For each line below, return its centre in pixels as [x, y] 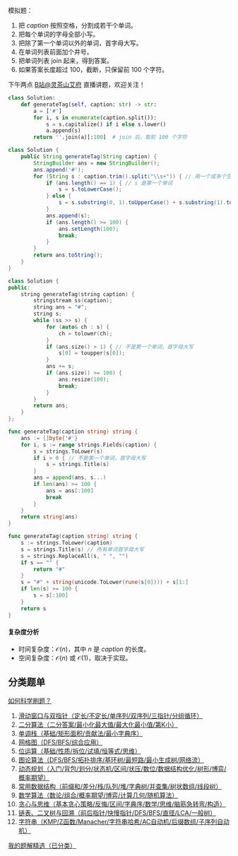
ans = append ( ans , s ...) [70, 478]
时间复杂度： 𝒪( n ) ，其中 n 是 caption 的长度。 [84, 649]
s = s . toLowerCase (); [90, 189]
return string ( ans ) [49, 517]
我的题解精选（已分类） [42, 845]
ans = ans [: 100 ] [70, 491]
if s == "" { [40, 563]
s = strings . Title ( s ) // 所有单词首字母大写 [82, 549]
